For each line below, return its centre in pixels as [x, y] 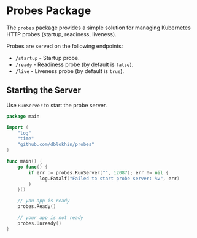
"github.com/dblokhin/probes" [56, 145]
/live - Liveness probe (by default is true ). [70, 71]
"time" [26, 139]
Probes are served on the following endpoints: [65, 46]
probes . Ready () [37, 207]
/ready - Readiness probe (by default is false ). [74, 64]
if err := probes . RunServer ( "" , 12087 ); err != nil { [98, 172]
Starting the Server [44, 90]
